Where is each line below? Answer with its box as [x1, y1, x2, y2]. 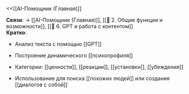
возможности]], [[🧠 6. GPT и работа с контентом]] [6, 23, 134, 30]
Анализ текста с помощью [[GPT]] [14, 41, 102, 47]
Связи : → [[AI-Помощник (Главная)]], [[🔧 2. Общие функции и [6, 17, 163, 23]
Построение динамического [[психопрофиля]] [14, 52, 133, 59]
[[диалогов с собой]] [14, 81, 68, 88]
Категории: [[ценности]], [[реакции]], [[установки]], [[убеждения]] [14, 63, 184, 70]
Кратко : [6, 29, 27, 36]
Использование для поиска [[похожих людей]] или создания [14, 75, 170, 82]
